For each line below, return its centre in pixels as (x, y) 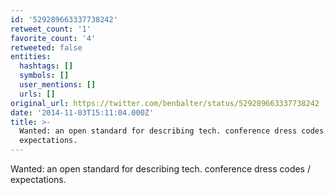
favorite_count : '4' (53, 38)
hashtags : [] (46, 66)
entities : (31, 57)
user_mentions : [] (58, 85)
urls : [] (37, 94)
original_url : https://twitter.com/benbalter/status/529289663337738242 (165, 103)
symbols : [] (44, 76)
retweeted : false (46, 47)
